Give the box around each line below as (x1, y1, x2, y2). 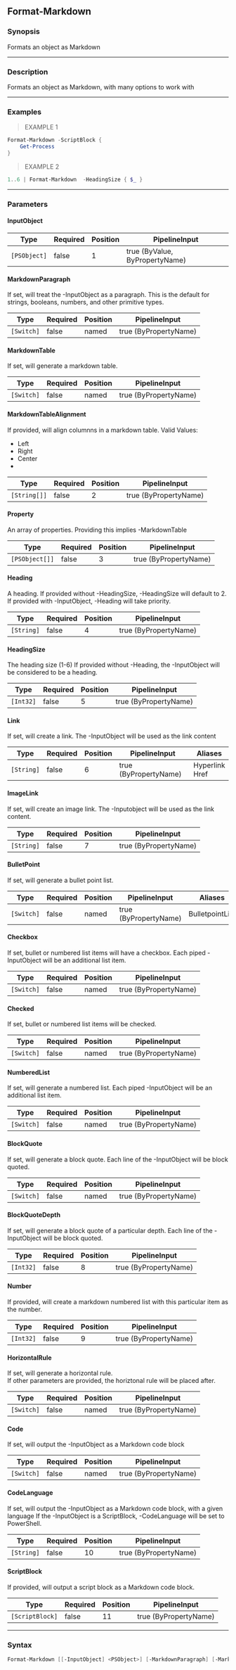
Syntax (7, 1640, 32, 1650)
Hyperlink (192, 760, 225, 770)
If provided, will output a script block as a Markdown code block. (7, 1583, 195, 1591)
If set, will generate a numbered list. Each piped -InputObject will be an (7, 1083, 213, 1092)
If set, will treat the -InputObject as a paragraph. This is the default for (7, 291, 210, 299)
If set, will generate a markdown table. (7, 362, 118, 370)
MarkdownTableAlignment (7, 409, 86, 418)
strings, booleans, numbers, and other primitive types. (7, 298, 164, 307)
